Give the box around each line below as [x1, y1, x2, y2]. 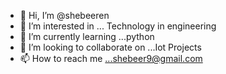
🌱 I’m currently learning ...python [19, 31, 155, 42]
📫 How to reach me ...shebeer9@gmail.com [19, 53, 203, 64]
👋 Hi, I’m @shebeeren [19, 10, 110, 21]
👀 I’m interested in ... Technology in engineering [19, 20, 217, 32]
